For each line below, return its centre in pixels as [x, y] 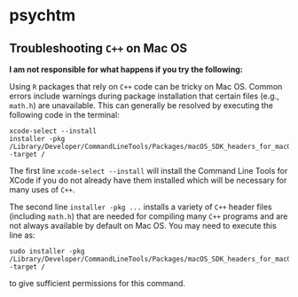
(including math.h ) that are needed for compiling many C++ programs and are [149, 216]
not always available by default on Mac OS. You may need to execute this [143, 226]
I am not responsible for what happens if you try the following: [126, 69]
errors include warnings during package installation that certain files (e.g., [144, 96]
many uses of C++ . [42, 190]
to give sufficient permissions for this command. [98, 283]
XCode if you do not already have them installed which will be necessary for [148, 180]
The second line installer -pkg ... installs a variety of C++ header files [141, 207]
